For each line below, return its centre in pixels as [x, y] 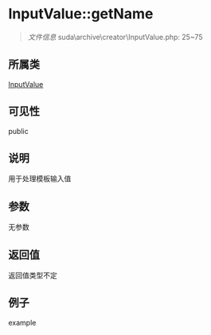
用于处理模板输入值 [40, 179]
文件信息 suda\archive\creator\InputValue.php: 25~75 [115, 37]
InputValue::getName [81, 14]
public [19, 131]
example [22, 322]
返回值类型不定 [33, 275]
